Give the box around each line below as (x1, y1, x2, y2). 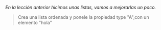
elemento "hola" (17, 20, 52, 25)
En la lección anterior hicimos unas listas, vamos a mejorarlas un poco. (5, 5, 156, 10)
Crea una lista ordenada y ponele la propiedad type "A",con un (17, 14, 149, 20)
